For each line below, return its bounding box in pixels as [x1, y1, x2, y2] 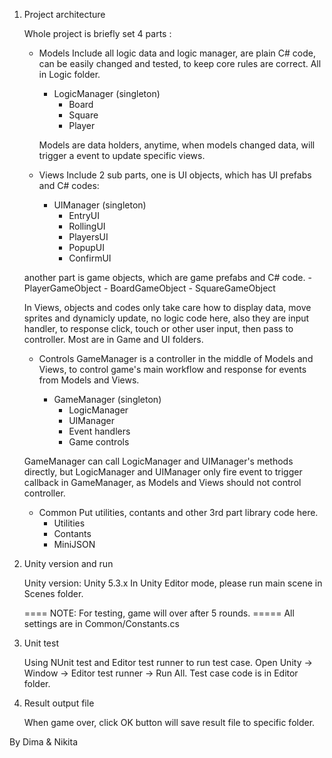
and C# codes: [38, 180, 100, 191]
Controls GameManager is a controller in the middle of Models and [38, 353, 314, 364]
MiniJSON [53, 539, 96, 550]
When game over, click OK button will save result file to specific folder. [23, 717, 316, 728]
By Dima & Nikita [9, 736, 78, 748]
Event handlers [68, 425, 131, 437]
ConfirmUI [68, 252, 112, 264]
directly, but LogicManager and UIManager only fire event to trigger [23, 466, 303, 478]
